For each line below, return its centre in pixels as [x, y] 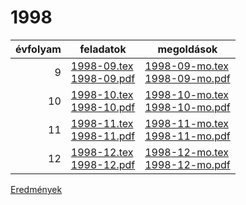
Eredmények [36, 189]
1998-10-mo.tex [186, 94]
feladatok [103, 49]
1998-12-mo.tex [186, 152]
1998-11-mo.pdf [187, 136]
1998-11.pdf [103, 136]
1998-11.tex [102, 123]
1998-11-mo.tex [186, 123]
